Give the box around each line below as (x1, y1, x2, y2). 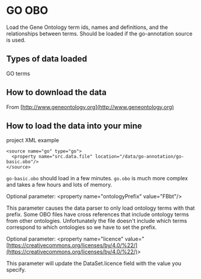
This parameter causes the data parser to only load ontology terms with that (6, 204, 195, 212)
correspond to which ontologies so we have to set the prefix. (6, 224, 157, 231)
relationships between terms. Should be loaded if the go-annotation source (6, 30, 193, 37)
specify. (6, 266, 26, 274)
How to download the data (6, 87, 107, 98)
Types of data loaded (6, 54, 87, 64)
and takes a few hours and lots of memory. (6, 181, 113, 189)
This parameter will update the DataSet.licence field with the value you (6, 260, 182, 267)
